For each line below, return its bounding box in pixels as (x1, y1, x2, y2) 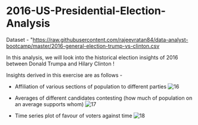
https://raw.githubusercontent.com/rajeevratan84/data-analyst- (32, 36, 189, 43)
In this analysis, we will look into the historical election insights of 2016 (6, 54, 178, 61)
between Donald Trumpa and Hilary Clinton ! (6, 60, 114, 67)
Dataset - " (6, 36, 33, 43)
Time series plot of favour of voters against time (14, 112, 132, 119)
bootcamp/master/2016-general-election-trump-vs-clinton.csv (6, 42, 160, 50)
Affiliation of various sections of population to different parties (14, 83, 167, 90)
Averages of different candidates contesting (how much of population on (14, 94, 193, 101)
